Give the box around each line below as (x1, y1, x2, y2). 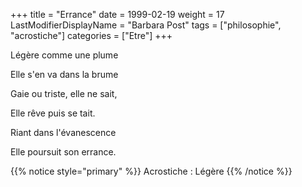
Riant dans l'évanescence (10, 127, 117, 138)
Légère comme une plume (10, 49, 119, 61)
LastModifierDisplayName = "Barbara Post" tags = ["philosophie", (10, 19, 282, 31)
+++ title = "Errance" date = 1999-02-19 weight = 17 (10, 9, 225, 20)
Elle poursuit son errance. (10, 146, 117, 158)
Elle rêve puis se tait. (10, 107, 96, 119)
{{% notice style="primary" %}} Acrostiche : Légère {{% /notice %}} (10, 165, 293, 177)
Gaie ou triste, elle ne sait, (10, 88, 118, 99)
